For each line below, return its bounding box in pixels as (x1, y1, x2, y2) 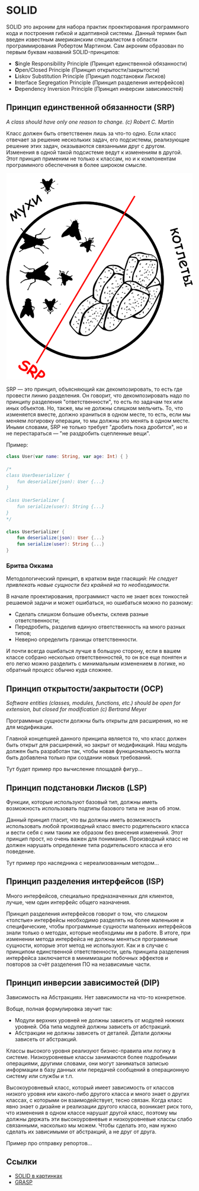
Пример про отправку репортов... (6, 1139, 92, 1146)
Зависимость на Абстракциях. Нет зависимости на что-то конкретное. (6, 993, 187, 1001)
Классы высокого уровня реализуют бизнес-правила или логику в (6, 1047, 176, 1054)
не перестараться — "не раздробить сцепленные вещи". (6, 430, 150, 437)
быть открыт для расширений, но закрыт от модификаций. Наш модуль (6, 741, 188, 748)
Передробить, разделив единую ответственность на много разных (14, 623, 185, 630)
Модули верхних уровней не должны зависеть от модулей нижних (14, 1016, 185, 1023)
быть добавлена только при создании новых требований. (6, 754, 152, 761)
